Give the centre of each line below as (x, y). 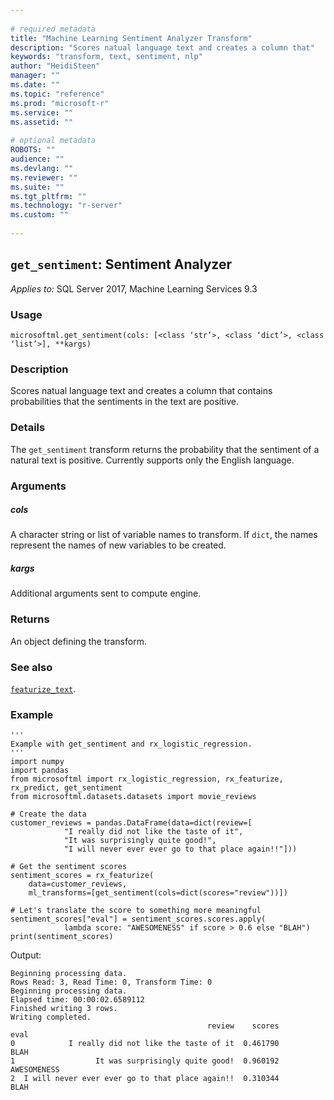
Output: (26, 955)
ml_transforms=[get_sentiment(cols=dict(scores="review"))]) (158, 893)
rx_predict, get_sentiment (66, 788)
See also (31, 667)
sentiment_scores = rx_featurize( (82, 876)
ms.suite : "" (37, 187)
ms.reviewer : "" (44, 177)
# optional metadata (53, 141)
